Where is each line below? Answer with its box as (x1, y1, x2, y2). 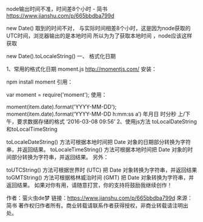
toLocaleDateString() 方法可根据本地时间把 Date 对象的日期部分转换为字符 (6, 139, 191, 145)
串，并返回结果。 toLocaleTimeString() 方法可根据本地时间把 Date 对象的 (6, 146, 188, 153)
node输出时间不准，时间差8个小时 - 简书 (6, 5, 108, 12)
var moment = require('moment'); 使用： (6, 91, 107, 98)
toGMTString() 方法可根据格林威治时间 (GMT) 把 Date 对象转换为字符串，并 (6, 174, 194, 181)
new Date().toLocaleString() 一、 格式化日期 (6, 53, 116, 59)
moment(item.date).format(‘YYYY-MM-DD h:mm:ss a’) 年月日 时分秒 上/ (6, 111, 185, 117)
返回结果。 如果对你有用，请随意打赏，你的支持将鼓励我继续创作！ (6, 181, 173, 189)
